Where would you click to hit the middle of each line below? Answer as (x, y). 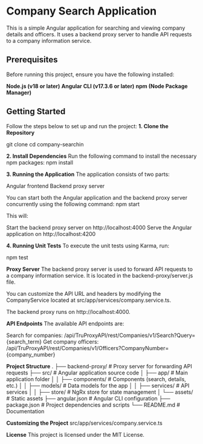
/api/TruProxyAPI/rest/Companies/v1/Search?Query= (130, 335)
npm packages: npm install (40, 162)
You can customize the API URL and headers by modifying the (84, 293)
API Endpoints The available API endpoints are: (65, 323)
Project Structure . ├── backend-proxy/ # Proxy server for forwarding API (99, 366)
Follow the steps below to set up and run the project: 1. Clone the (87, 126)
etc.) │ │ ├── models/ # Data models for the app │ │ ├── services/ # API (98, 385)
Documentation (25, 411)
